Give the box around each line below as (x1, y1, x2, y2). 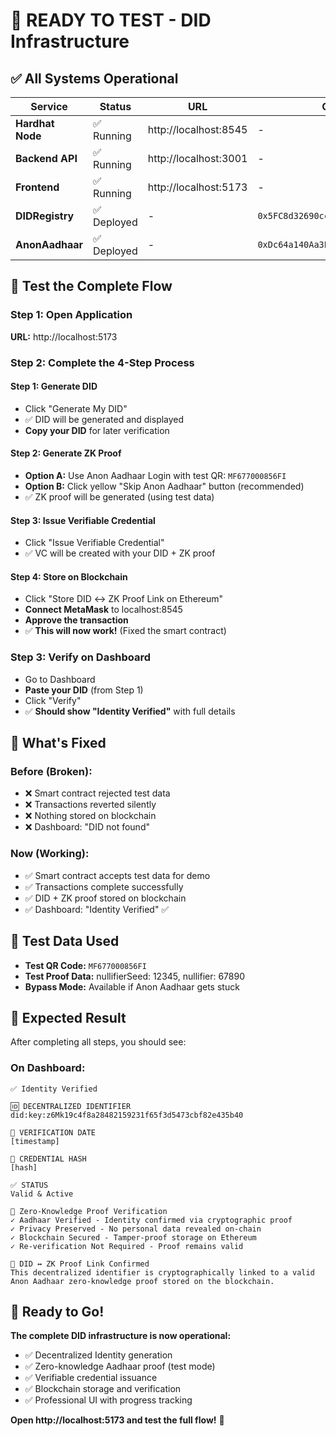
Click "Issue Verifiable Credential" (24, 537, 165, 549)
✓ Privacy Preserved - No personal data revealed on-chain (10, 1224, 262, 1234)
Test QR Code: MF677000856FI (24, 959, 147, 971)
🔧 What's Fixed (10, 735, 107, 752)
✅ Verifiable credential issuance (24, 1372, 158, 1384)
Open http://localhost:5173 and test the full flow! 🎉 (10, 1414, 225, 1426)
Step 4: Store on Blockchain (10, 570, 128, 583)
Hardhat (15, 117, 55, 130)
